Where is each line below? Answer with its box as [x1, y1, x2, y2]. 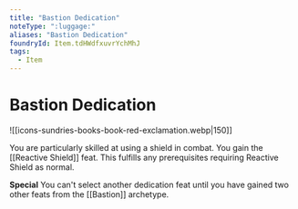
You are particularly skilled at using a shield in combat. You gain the [9, 142, 263, 153]
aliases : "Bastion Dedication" [9, 30, 128, 39]
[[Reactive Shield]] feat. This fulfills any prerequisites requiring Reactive [9, 152, 280, 163]
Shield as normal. [9, 161, 75, 173]
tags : [9, 47, 30, 56]
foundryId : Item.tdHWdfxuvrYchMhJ [9, 38, 141, 48]
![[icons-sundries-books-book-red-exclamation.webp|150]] [9, 124, 232, 135]
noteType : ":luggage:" [9, 22, 96, 31]
